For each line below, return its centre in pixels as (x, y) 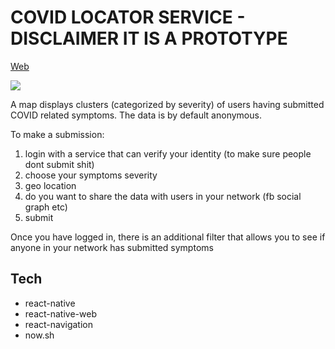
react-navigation (59, 324)
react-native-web (60, 313)
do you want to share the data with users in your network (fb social (163, 196)
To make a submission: (57, 134)
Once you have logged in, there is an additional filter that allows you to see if (168, 237)
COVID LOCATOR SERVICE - (128, 17)
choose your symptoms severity (91, 175)
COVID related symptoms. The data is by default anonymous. (136, 115)
